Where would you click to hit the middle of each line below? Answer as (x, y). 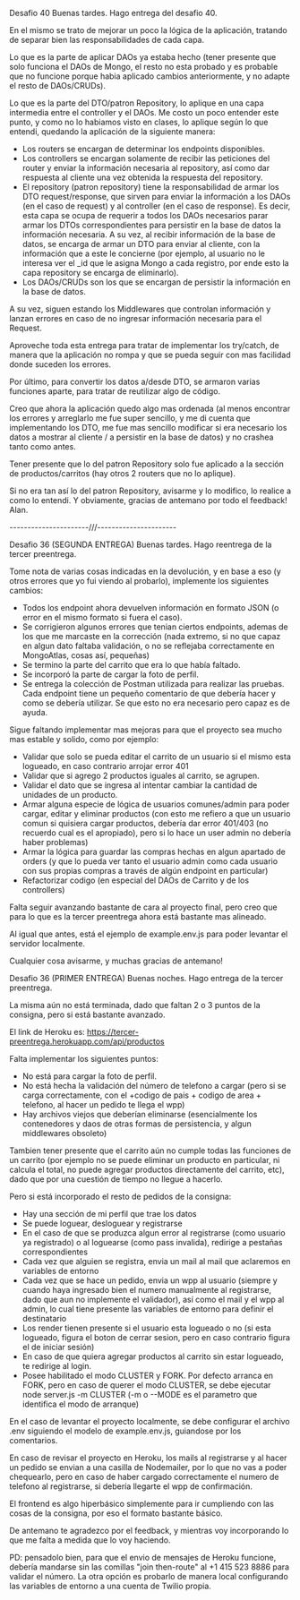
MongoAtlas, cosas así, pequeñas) (86, 655)
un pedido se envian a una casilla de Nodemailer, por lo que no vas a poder (148, 1467)
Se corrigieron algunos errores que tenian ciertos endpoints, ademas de (155, 627)
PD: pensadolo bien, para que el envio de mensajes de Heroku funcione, (143, 1557)
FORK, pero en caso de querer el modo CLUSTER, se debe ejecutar (146, 1385)
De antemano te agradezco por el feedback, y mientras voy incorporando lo (149, 1531)
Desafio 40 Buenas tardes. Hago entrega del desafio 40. (113, 13)
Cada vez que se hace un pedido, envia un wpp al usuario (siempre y (150, 1280)
